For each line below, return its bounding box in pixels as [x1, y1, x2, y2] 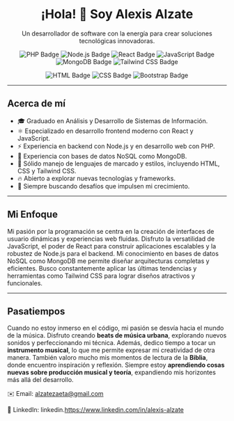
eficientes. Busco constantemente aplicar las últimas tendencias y [7, 264, 197, 272]
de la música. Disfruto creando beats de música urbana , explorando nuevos [7, 331, 227, 340]
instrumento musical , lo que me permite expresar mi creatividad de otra [7, 346, 215, 354]
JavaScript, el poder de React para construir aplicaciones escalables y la [7, 241, 217, 250]
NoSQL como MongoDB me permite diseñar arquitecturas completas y [7, 257, 210, 265]
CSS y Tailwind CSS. [17, 166, 77, 175]
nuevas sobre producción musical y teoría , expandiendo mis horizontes [7, 368, 216, 376]
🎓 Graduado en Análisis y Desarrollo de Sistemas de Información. [17, 116, 208, 125]
